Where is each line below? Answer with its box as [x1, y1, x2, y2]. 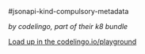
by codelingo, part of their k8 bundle [8, 22, 128, 31]
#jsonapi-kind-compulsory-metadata [8, 7, 129, 16]
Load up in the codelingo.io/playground [8, 37, 137, 46]
